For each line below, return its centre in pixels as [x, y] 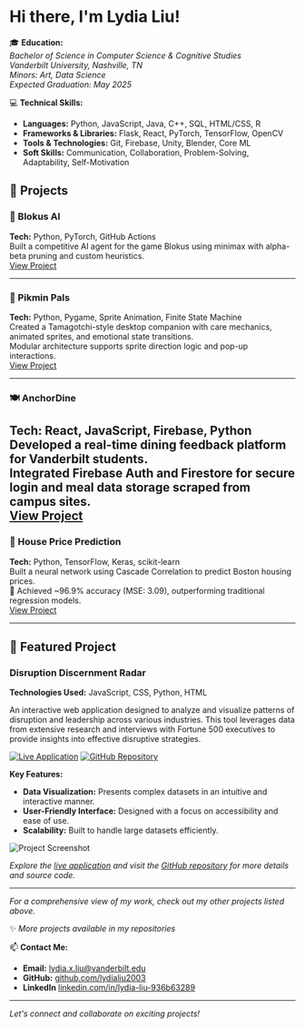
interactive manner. [59, 802]
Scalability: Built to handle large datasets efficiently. [121, 830]
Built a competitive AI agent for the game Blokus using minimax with [137, 246]
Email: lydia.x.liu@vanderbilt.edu [84, 968]
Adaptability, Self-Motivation [76, 162]
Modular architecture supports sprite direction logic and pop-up [129, 346]
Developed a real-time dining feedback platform [148, 445]
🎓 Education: [36, 42]
